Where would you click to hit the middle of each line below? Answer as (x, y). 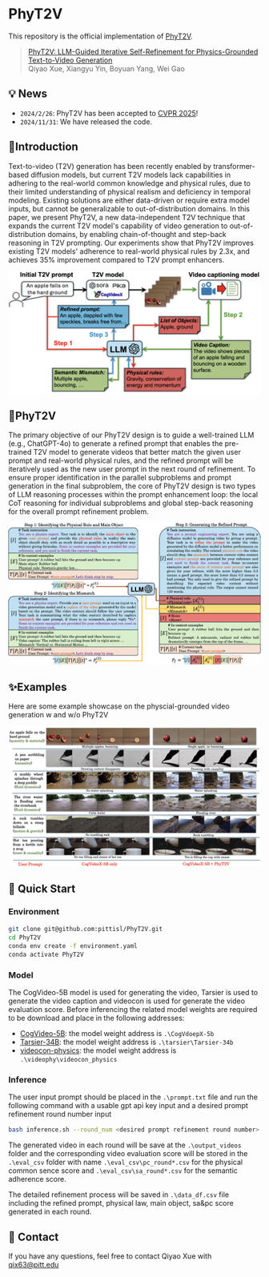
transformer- (235, 166)
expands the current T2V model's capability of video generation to (118, 226)
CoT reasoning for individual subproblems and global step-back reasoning (131, 503)
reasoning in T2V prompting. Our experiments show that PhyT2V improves (131, 243)
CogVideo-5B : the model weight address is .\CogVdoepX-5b (117, 1034)
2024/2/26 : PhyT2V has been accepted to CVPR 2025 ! (109, 113)
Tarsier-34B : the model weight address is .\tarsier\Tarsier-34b (126, 1042)
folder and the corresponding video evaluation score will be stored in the (128, 1154)
